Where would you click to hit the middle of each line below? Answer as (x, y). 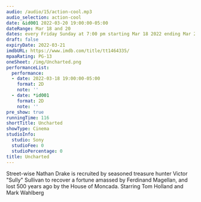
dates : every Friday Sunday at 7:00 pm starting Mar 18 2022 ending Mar (99, 34)
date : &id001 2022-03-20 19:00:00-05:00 (57, 23)
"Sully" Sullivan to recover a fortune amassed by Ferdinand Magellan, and (97, 180)
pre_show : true (25, 112)
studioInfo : (21, 135)
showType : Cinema (28, 129)
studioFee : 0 (28, 145)
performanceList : (28, 67)
